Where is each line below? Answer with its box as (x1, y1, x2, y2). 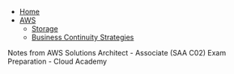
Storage (31, 24, 58, 33)
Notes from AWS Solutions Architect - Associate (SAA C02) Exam (7, 48, 227, 57)
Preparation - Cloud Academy (7, 56, 107, 66)
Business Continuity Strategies (31, 32, 134, 42)
